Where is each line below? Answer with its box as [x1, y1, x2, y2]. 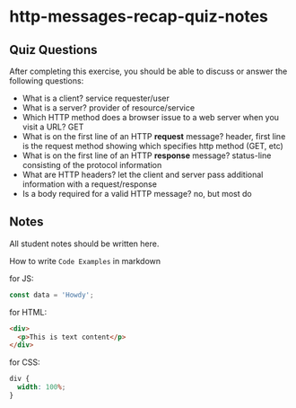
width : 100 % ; [17, 383, 66, 392]
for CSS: [9, 357, 40, 368]
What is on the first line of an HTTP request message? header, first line [22, 131, 286, 141]
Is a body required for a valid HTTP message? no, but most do [22, 189, 253, 199]
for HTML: [9, 306, 48, 317]
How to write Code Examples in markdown [9, 255, 161, 266]
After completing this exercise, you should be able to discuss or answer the [9, 66, 288, 76]
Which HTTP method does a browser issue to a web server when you [22, 112, 280, 122]
